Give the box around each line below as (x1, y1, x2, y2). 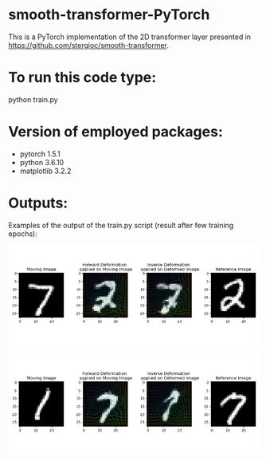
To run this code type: (8, 69, 157, 87)
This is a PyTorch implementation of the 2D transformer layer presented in (8, 32, 252, 41)
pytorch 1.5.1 (19, 149, 61, 159)
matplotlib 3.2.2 (19, 166, 72, 175)
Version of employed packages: (8, 123, 223, 141)
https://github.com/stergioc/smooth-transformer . (8, 40, 170, 49)
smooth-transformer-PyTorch (8, 6, 210, 24)
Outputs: (8, 194, 68, 212)
